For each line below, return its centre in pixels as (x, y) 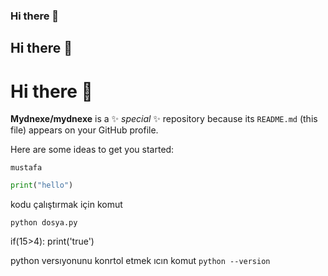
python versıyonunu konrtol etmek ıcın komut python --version (140, 261)
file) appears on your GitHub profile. (84, 130)
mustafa (26, 168)
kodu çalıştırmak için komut (66, 205)
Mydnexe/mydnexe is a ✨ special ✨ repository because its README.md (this (164, 119)
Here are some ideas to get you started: (92, 150)
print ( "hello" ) (42, 185)
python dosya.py (44, 223)
